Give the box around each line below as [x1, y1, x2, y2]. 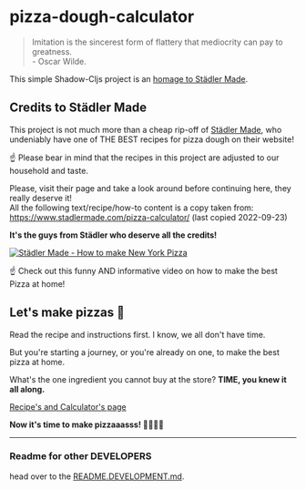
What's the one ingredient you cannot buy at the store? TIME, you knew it [9, 373, 287, 384]
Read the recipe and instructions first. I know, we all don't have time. [9, 329, 266, 340]
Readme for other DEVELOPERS [9, 450, 152, 463]
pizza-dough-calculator [9, 6, 195, 27]
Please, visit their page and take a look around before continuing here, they [9, 182, 291, 193]
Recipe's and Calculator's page [9, 401, 127, 412]
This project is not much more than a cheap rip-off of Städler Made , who [9, 124, 282, 135]
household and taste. [9, 165, 89, 176]
